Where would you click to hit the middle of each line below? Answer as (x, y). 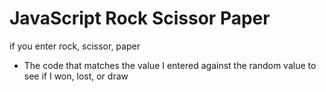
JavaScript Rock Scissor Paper (140, 18)
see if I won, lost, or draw (76, 76)
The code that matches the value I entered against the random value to (170, 65)
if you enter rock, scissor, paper (75, 46)
